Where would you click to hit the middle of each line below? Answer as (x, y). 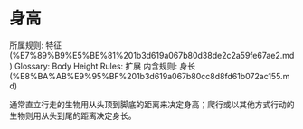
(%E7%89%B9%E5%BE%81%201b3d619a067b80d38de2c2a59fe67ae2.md (152, 55)
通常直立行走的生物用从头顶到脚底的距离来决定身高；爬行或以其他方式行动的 (152, 104)
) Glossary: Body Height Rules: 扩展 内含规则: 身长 (103, 66)
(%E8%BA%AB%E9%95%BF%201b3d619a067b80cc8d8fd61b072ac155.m (150, 76)
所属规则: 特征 (35, 45)
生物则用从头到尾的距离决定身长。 (73, 115)
